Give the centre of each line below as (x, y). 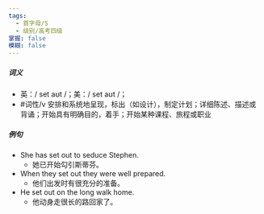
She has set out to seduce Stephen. (80, 155)
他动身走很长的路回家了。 (75, 202)
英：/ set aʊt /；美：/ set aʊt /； (73, 94)
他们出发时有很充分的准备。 (78, 183)
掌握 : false (27, 38)
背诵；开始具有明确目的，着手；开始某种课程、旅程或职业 (115, 114)
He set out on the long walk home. (77, 192)
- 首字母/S (32, 23)
